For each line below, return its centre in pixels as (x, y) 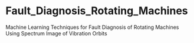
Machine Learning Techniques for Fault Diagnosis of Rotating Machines (92, 27)
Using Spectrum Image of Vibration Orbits (56, 33)
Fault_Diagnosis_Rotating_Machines (97, 11)
